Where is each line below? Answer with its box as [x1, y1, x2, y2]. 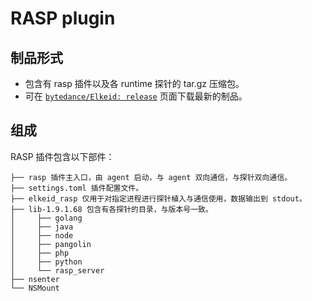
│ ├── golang [10, 213, 83, 223]
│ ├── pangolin [10, 239, 92, 249]
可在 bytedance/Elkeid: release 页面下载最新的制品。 [24, 90, 248, 102]
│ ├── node [10, 230, 74, 241]
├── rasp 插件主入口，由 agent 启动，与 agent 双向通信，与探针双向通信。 [10, 172, 293, 182]
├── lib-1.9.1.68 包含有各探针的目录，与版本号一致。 [10, 204, 213, 214]
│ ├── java [10, 222, 74, 232]
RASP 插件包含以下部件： [10, 150, 115, 162]
